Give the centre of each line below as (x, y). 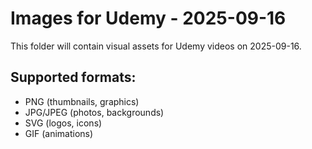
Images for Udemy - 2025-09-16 (148, 18)
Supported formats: (73, 77)
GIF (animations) (59, 133)
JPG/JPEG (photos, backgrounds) (94, 112)
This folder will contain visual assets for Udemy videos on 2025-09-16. (156, 46)
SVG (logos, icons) (63, 123)
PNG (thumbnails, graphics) (82, 101)
